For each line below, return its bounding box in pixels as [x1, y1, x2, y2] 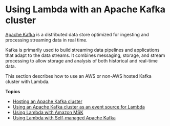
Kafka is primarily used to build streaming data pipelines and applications [5, 47, 160, 53]
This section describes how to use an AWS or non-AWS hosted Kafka [5, 73, 152, 79]
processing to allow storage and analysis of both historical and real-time [5, 57, 158, 64]
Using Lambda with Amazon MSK [12, 109, 83, 115]
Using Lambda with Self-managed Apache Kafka [12, 114, 116, 121]
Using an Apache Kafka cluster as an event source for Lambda [12, 103, 145, 110]
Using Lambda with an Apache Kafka [5, 4, 165, 15]
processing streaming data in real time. [5, 37, 88, 43]
